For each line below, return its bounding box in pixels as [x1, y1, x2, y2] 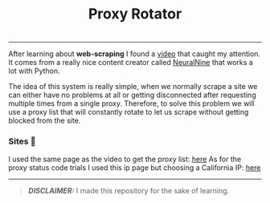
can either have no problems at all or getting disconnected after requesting [8, 90, 256, 100]
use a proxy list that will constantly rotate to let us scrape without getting [8, 108, 249, 117]
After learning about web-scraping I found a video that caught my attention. [8, 49, 261, 59]
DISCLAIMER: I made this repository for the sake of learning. [27, 185, 230, 195]
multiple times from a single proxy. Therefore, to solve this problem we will [8, 99, 255, 108]
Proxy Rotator [88, 5, 182, 23]
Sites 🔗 [8, 136, 36, 147]
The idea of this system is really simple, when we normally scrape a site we [8, 82, 258, 91]
